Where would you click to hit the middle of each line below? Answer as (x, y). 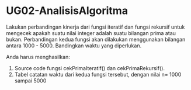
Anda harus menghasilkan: (38, 57)
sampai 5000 (30, 81)
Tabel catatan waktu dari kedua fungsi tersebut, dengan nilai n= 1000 (98, 74)
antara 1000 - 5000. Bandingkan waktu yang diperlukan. (74, 46)
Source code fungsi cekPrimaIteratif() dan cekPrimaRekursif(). (90, 68)
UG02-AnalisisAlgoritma (67, 11)
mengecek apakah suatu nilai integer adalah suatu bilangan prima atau (91, 33)
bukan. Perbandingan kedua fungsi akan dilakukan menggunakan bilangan (96, 39)
